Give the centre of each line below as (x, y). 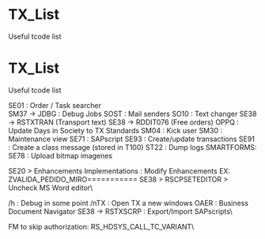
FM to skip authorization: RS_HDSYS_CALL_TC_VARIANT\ (101, 226)
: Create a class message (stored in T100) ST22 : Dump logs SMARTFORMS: (132, 147)
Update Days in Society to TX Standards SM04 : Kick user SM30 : (115, 130)
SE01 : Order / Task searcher (55, 105)
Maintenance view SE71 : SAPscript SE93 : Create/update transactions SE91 (132, 139)
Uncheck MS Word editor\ (51, 188)
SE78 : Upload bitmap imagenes (61, 155)
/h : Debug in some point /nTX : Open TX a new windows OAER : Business (129, 203)
